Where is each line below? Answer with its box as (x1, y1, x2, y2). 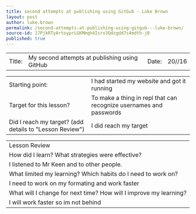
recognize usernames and (91, 101, 163, 109)
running (91, 84, 113, 92)
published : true (6, 36, 45, 42)
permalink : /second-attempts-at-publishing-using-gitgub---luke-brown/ (6, 25, 184, 31)
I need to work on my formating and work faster (9, 180, 139, 187)
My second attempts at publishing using (28, 54, 138, 61)
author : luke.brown (6, 19, 54, 25)
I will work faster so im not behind (9, 198, 101, 206)
